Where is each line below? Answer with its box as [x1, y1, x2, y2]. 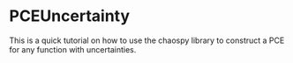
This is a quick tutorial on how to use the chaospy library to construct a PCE [9, 35, 285, 45]
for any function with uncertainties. [9, 44, 137, 54]
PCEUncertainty [9, 6, 131, 26]
